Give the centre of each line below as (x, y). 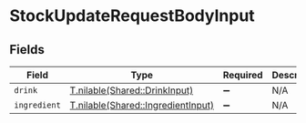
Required (243, 75)
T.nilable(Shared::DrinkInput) (132, 90)
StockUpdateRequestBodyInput (132, 16)
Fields (27, 50)
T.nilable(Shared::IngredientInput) (142, 105)
